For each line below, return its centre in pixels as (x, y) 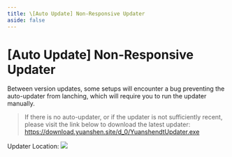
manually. (21, 104)
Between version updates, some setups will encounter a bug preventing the (116, 89)
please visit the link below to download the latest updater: (107, 125)
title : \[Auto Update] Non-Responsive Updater (76, 14)
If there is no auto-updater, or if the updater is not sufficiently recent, (123, 117)
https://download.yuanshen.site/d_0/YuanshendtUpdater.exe (112, 132)
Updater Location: (33, 147)
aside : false (26, 20)
